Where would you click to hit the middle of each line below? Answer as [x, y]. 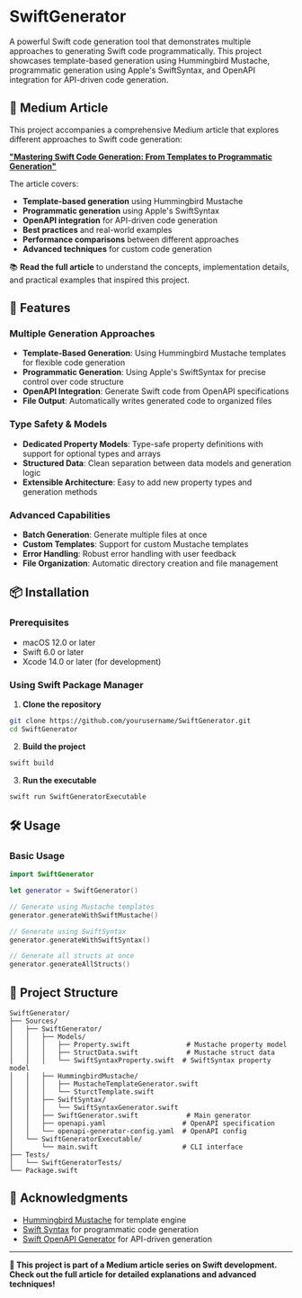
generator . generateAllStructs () [70, 964]
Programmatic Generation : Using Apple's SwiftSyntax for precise [144, 372]
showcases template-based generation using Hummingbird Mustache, [140, 60]
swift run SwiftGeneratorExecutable [78, 797]
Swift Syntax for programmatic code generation [111, 1229]
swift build [31, 763]
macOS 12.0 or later [59, 642]
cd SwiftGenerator [44, 729]
